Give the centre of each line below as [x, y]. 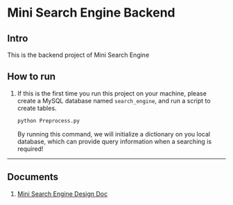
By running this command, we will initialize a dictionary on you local [113, 134]
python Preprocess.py [48, 121]
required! [30, 149]
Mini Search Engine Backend [91, 13]
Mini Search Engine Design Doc [62, 194]
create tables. [37, 108]
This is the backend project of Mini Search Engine [78, 55]
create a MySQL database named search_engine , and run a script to [114, 100]
